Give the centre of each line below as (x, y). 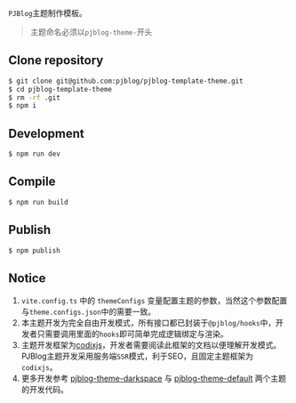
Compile (32, 182)
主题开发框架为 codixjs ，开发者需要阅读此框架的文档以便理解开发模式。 (151, 345)
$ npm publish (35, 250)
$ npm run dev (35, 154)
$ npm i (23, 106)
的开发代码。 (44, 390)
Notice (27, 278)
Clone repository (56, 60)
